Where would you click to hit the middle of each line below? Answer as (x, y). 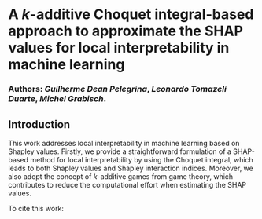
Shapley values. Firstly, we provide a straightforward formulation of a (120, 151)
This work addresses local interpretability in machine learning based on (124, 143)
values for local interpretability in (119, 48)
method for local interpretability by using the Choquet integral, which (142, 159)
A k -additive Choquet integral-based (131, 15)
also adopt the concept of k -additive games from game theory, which (121, 176)
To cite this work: (36, 208)
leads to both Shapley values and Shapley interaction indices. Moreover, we (131, 168)
